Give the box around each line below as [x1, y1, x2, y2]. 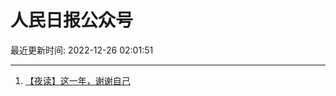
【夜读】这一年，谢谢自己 [24, 74, 131, 86]
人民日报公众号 [10, 9, 134, 32]
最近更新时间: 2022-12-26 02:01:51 [10, 44, 154, 56]
